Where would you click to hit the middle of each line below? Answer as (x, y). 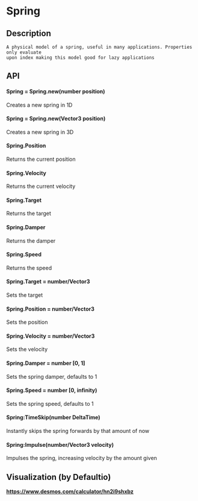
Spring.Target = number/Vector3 (48, 282)
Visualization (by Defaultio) (59, 477)
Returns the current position (41, 159)
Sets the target (25, 295)
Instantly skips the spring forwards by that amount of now (78, 431)
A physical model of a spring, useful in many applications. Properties (99, 47)
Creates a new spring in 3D (40, 132)
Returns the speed (29, 268)
